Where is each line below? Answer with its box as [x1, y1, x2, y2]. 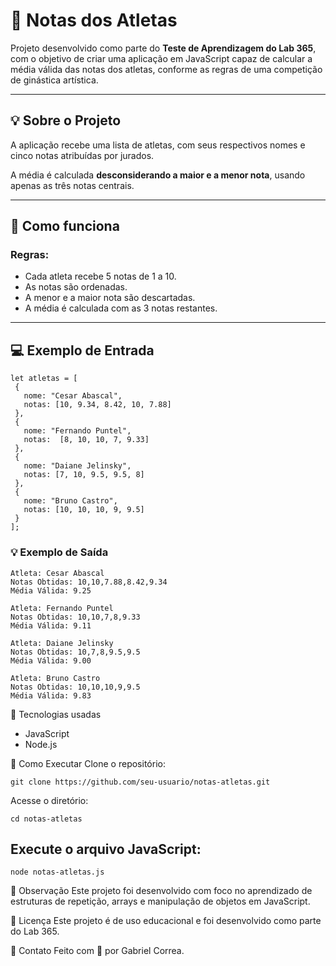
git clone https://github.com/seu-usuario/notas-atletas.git [10, 777, 271, 787]
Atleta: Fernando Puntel [10, 603, 114, 613]
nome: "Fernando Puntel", [23, 426, 132, 436]
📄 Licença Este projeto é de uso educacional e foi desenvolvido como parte [10, 915, 322, 927]
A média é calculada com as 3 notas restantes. [24, 302, 218, 314]
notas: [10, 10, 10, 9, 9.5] [23, 505, 145, 515]
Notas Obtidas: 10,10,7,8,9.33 [10, 612, 141, 622]
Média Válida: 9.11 [10, 620, 92, 631]
